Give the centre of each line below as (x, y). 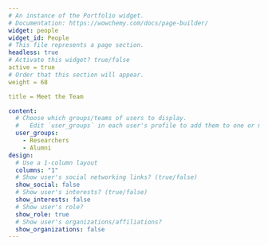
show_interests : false (53, 200)
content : (23, 111)
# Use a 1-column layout (57, 163)
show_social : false (48, 185)
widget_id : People (39, 38)
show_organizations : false (60, 229)
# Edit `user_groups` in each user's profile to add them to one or (135, 126)
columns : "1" (37, 170)
